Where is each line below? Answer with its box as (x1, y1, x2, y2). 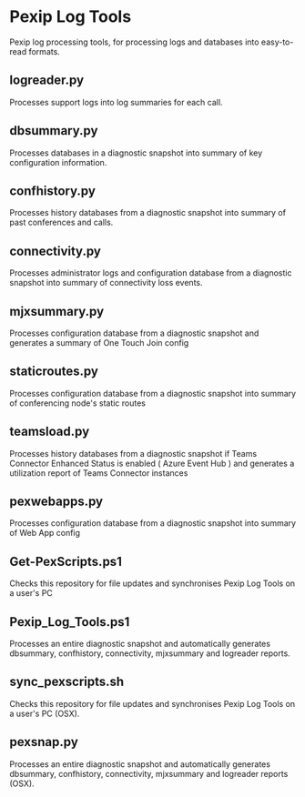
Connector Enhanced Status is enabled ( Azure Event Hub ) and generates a (9, 458, 295, 469)
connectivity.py (9, 243, 102, 258)
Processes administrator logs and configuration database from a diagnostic (9, 267, 292, 278)
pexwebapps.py (9, 494, 103, 509)
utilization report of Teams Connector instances (9, 467, 188, 479)
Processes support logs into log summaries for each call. (9, 96, 223, 107)
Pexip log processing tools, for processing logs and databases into (9, 36, 259, 47)
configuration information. (9, 156, 107, 167)
